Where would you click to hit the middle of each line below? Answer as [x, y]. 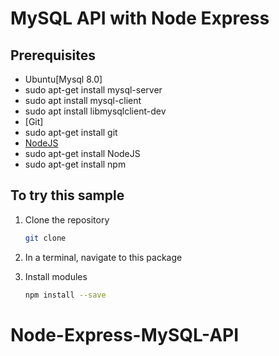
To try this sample [67, 195]
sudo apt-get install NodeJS [82, 153]
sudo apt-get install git [71, 132]
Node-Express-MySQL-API [125, 334]
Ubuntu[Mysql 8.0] [63, 79]
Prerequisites [53, 55]
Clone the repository [67, 219]
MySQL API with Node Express [140, 18]
